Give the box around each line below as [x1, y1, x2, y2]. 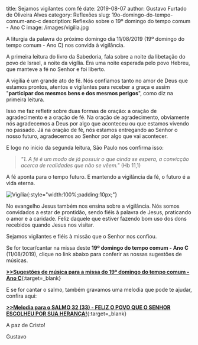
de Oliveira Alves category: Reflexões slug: [6, 11, 111, 18]
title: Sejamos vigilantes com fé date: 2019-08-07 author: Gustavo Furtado [6, 5, 187, 12]
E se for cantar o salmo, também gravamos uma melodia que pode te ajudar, [6, 286, 192, 293]
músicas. [6, 257, 28, 264]
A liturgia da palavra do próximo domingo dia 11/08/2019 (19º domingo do [6, 36, 185, 42]
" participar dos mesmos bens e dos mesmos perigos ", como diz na [6, 90, 173, 96]
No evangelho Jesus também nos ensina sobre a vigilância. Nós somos [6, 202, 180, 209]
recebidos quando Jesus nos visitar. [6, 221, 95, 228]
